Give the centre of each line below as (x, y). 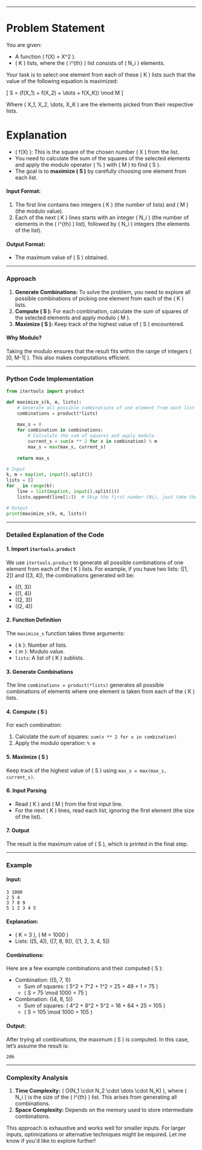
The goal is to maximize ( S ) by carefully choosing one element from (100, 171)
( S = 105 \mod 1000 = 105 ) (58, 1012)
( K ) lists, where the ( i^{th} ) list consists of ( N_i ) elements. (90, 63)
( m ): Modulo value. (40, 651)
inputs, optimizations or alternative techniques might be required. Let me (96, 1134)
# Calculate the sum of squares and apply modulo (91, 436)
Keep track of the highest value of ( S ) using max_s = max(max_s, (87, 770)
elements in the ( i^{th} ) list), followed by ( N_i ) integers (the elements (102, 224)
